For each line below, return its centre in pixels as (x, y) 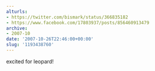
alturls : (17, 12)
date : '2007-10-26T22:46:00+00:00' (50, 39)
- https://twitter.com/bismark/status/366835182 (67, 17)
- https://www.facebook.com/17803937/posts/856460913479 (78, 22)
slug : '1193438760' (30, 45)
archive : (17, 28)
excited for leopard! (30, 61)
